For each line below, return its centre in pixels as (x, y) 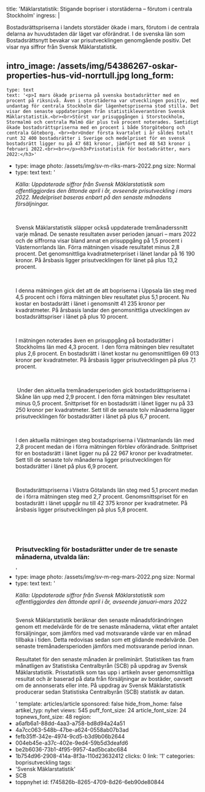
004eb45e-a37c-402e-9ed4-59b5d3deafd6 (72, 743)
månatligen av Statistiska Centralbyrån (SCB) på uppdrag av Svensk (101, 666)
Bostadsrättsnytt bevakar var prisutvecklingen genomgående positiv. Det (99, 40)
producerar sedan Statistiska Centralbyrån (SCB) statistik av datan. (100, 692)
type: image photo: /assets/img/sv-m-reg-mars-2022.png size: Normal (105, 577)
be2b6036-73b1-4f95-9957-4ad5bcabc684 (71, 750)
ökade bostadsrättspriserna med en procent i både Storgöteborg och (96, 127)
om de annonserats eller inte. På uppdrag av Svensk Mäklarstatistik (100, 685)
